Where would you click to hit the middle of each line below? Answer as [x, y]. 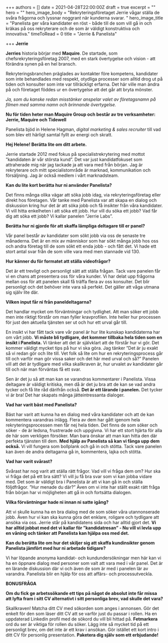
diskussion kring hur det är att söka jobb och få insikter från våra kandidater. [84, 205]
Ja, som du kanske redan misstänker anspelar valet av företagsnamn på [81, 99]
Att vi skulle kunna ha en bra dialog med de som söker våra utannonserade [83, 512]
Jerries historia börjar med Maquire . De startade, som [62, 53]
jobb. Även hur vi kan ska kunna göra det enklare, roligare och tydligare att [82, 517]
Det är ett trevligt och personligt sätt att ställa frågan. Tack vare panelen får [83, 271]
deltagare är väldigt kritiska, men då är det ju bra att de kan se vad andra [80, 384]
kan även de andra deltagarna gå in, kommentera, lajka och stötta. [74, 452]
